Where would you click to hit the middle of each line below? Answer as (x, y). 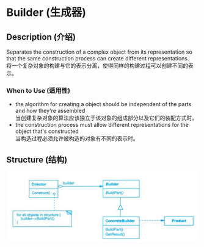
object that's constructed (47, 131)
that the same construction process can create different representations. (98, 58)
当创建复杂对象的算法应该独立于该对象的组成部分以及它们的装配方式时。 (106, 118)
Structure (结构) (37, 159)
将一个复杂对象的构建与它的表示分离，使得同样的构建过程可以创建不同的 (97, 66)
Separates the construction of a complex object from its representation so (99, 52)
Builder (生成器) (46, 13)
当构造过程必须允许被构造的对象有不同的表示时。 (77, 138)
